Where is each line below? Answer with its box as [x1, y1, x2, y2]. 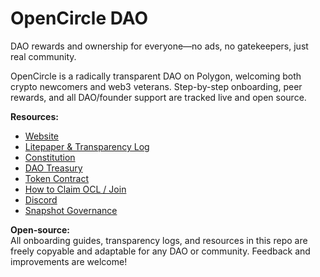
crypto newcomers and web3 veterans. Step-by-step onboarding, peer [10, 80, 303, 92]
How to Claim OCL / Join [24, 183, 127, 195]
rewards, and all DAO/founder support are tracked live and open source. [10, 91, 307, 103]
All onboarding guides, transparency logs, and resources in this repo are [10, 234, 308, 246]
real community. [10, 50, 77, 62]
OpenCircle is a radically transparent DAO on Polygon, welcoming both [10, 70, 302, 82]
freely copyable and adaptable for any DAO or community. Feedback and [10, 245, 311, 257]
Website [24, 130, 60, 142]
